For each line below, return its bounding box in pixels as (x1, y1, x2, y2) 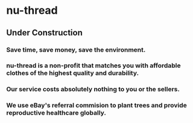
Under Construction (6, 28, 83, 38)
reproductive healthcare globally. (6, 109, 107, 117)
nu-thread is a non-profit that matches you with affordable (6, 61, 181, 70)
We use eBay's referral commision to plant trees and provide (6, 101, 187, 110)
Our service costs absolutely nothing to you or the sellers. (6, 85, 180, 94)
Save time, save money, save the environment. (6, 46, 146, 54)
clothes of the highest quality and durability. (6, 69, 139, 77)
